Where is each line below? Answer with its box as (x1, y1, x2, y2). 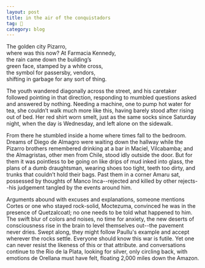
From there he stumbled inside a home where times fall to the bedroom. (6, 132, 187, 139)
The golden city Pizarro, (6, 43, 67, 50)
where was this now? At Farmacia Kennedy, (6, 50, 116, 57)
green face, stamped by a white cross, (6, 63, 103, 70)
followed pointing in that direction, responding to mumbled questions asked (6, 94, 197, 101)
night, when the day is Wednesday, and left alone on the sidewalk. (6, 120, 173, 128)
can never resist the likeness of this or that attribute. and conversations (6, 242, 186, 249)
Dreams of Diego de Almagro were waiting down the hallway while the (6, 139, 184, 146)
